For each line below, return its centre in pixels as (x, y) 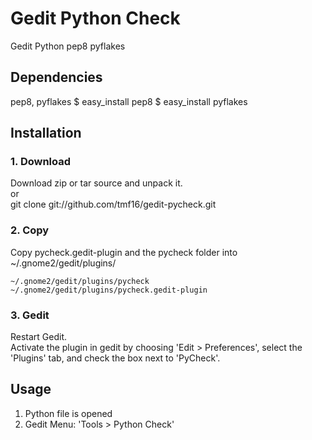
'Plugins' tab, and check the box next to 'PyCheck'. (115, 358)
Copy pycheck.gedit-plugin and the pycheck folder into (124, 252)
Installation (46, 133)
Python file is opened (68, 413)
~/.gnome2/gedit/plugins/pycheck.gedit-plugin (109, 290)
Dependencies (56, 77)
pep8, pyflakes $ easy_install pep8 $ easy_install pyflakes (129, 101)
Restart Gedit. (39, 337)
